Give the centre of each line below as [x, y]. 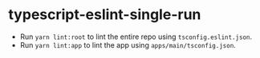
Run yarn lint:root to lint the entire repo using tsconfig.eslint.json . [136, 37]
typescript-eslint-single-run [105, 15]
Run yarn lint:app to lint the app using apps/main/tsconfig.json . [128, 44]
